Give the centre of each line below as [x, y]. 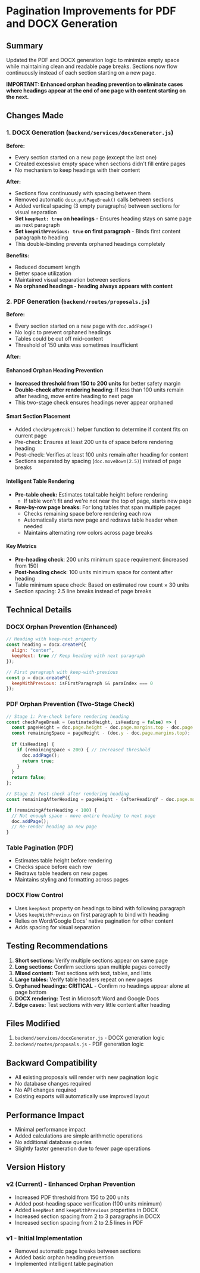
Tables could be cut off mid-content [59, 338]
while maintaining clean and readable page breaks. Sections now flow [92, 66]
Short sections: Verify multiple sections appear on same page [91, 960]
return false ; [29, 778]
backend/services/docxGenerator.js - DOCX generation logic [90, 1038]
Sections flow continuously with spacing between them [82, 193]
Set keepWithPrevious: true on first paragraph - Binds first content [98, 231]
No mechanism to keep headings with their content [77, 170]
